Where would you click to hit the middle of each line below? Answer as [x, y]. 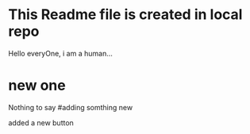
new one [37, 86]
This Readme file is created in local [125, 15]
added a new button [41, 123]
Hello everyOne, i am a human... [61, 53]
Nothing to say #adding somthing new [71, 107]
